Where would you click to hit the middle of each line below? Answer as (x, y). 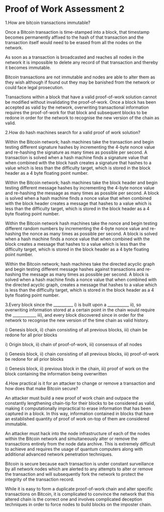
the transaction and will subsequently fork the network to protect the (74, 474)
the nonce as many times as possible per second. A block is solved (90, 233)
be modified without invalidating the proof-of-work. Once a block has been (81, 102)
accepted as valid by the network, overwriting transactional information (77, 107)
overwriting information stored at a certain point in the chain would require (80, 310)
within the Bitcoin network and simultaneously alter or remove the (71, 439)
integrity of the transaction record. (40, 479)
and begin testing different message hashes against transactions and (75, 269)
